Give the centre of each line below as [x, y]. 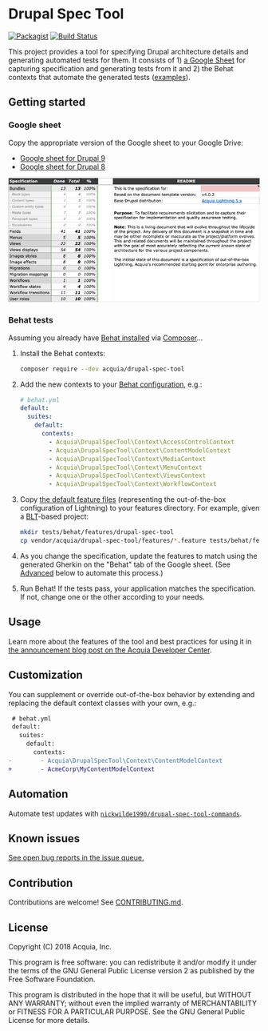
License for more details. [49, 1020]
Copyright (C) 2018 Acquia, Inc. [60, 946]
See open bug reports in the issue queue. [76, 858]
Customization [46, 675]
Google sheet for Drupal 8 [63, 166]
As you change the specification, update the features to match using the [138, 556]
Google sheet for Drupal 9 [63, 158]
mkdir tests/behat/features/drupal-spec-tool [97, 532]
